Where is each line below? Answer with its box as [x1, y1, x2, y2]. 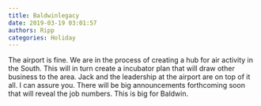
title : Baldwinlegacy [8, 11, 80, 20]
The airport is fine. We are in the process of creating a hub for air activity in [8, 55, 254, 65]
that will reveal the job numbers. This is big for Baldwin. [8, 89, 188, 99]
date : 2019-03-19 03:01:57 [8, 19, 97, 27]
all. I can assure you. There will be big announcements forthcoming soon [8, 81, 245, 90]
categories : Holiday [8, 33, 77, 42]
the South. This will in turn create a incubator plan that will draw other [8, 64, 235, 74]
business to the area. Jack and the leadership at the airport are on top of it [8, 72, 251, 81]
